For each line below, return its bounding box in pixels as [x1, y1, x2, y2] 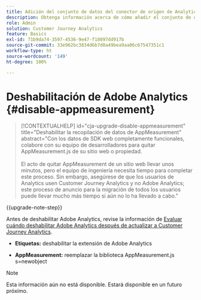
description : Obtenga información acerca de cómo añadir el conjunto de [6, 14, 191, 20]
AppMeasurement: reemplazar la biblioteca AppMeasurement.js [14, 251, 175, 259]
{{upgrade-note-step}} [6, 204, 63, 211]
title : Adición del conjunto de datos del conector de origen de [6, 8, 172, 15]
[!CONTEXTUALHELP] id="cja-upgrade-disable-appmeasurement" [20, 122, 186, 129]
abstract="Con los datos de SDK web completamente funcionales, [20, 135, 185, 143]
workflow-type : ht [6, 48, 52, 54]
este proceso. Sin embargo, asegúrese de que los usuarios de [20, 173, 175, 180]
